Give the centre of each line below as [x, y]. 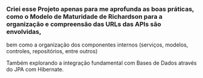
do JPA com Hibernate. [35, 70]
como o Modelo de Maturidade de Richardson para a [85, 16]
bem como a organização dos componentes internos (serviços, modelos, [97, 45]
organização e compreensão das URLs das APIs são [84, 24]
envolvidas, [24, 31]
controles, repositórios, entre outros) [52, 51]
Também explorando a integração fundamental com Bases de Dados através [101, 63]
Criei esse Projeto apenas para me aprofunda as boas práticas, [100, 9]
